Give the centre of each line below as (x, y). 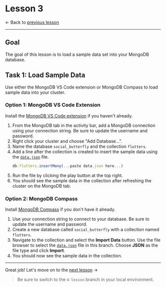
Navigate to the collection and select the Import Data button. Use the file (86, 240)
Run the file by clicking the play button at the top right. (67, 175)
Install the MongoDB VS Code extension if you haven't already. (69, 116)
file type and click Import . (39, 250)
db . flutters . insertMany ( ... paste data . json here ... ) (68, 166)
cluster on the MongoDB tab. (41, 186)
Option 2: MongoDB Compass (41, 199)
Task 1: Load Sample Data (45, 75)
